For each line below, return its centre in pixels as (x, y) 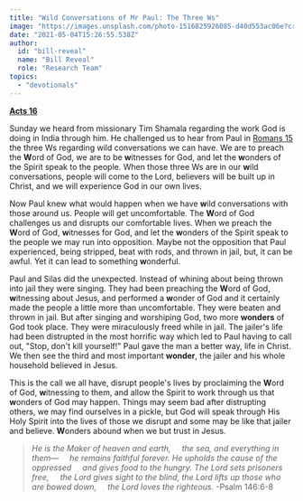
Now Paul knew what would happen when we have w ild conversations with (149, 203)
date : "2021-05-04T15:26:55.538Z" (74, 34)
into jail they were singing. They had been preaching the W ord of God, (140, 288)
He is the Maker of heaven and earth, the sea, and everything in (155, 448)
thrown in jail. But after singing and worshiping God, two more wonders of (147, 317)
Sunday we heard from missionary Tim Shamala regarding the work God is (147, 128)
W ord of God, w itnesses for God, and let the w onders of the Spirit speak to (149, 232)
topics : (24, 77)
